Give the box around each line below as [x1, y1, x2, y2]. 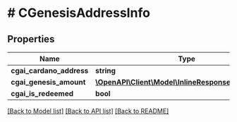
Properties [7, 33, 55, 45]
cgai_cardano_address [11, 66, 89, 75]
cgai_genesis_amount [11, 78, 86, 87]
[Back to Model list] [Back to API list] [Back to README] [7, 107, 169, 115]
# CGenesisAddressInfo [7, 5, 150, 21]
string [95, 66, 116, 75]
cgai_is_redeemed [11, 89, 74, 98]
